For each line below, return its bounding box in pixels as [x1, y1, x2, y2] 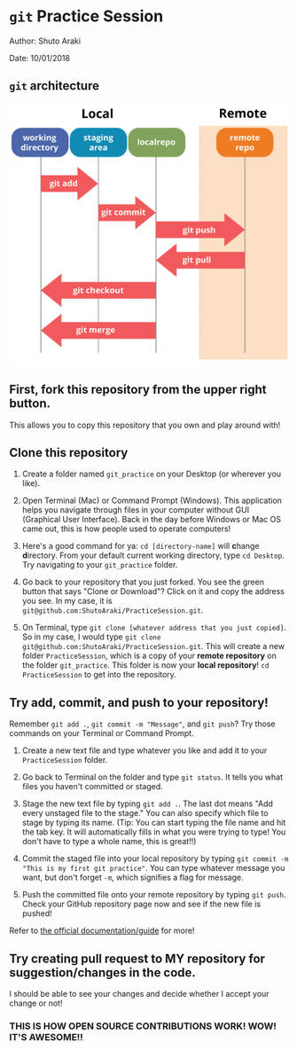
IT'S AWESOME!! [9, 1030, 84, 1043]
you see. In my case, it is [21, 596, 113, 607]
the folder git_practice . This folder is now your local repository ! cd [21, 660, 270, 670]
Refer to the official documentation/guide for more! [9, 925, 195, 936]
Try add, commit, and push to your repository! [9, 694, 269, 710]
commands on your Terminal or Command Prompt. [9, 728, 194, 739]
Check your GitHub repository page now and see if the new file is [21, 898, 262, 910]
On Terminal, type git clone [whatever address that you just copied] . [21, 623, 286, 633]
